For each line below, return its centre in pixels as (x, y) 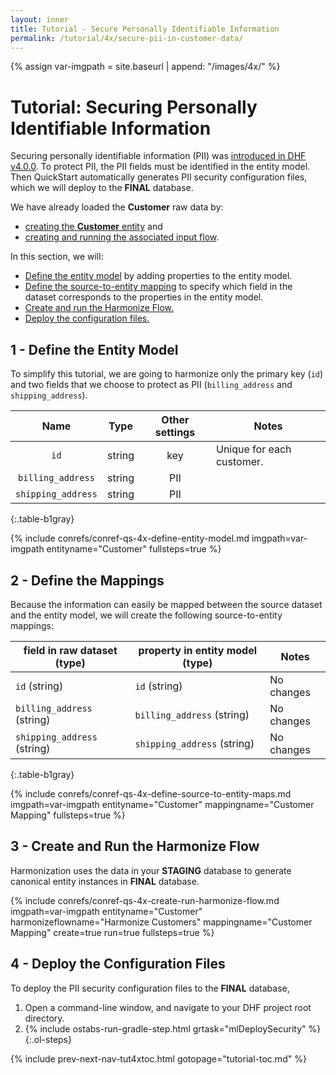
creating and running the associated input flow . (122, 237)
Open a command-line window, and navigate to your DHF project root (168, 1007)
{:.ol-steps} (48, 1039)
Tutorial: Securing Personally (134, 107)
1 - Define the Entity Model (94, 349)
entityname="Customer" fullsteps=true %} (134, 549)
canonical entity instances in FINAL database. (105, 881)
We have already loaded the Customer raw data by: (117, 207)
